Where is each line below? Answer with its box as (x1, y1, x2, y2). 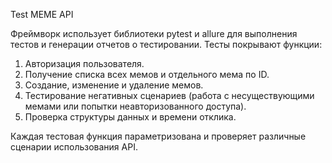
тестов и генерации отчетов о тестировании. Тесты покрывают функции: (10, 39, 323, 50)
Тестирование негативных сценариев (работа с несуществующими (24, 90, 315, 101)
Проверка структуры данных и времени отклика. (24, 111, 237, 123)
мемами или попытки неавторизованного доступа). (24, 100, 247, 112)
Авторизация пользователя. (24, 58, 145, 69)
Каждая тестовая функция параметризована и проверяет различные (10, 130, 307, 142)
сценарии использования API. (10, 141, 138, 153)
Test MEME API (10, 9, 74, 20)
